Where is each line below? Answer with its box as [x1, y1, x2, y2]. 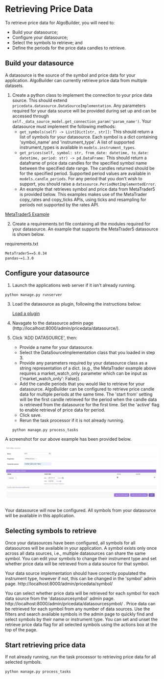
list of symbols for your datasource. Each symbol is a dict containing [19, 134, 158, 140]
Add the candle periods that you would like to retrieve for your [19, 381, 145, 387]
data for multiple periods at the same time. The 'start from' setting [19, 391, 153, 397]
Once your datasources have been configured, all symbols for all [5, 539, 136, 546]
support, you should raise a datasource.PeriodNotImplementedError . [19, 181, 156, 187]
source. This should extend [12, 97, 68, 103]
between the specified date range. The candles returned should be [19, 165, 155, 171]
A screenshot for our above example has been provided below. [5, 436, 132, 442]
